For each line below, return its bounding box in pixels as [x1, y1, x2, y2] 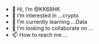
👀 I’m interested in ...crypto [11, 12, 79, 19]
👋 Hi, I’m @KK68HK [11, 6, 61, 12]
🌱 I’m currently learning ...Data [11, 18, 88, 25]
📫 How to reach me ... [11, 32, 68, 38]
